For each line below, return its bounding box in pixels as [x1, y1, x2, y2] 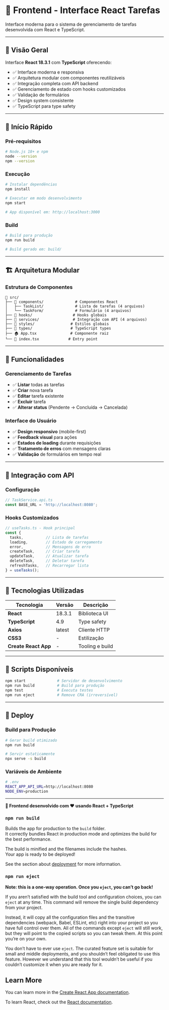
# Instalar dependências [5, 182, 57, 187]
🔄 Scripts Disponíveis [5, 665, 74, 674]
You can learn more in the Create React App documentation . [5, 989, 130, 995]
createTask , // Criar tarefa [10, 549, 80, 554]
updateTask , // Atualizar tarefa [10, 554, 89, 559]
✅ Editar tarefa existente [12, 393, 64, 399]
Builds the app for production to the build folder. [5, 826, 106, 832]
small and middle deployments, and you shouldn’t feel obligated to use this [5, 951, 160, 957]
